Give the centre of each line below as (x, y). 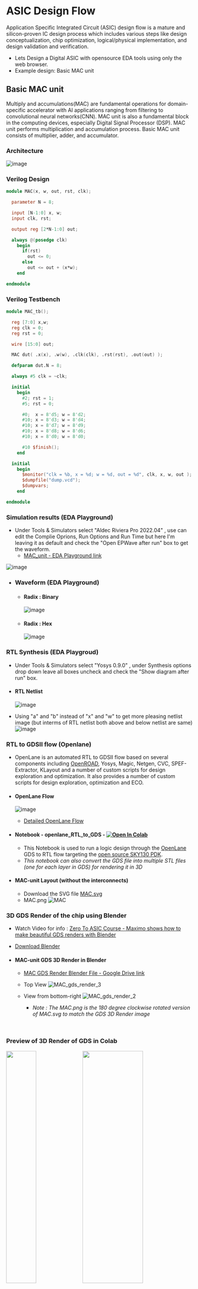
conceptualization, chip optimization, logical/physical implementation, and (97, 40)
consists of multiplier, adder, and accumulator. (63, 135)
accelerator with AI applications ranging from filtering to (95, 110)
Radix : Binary (41, 597)
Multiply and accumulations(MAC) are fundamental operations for (86, 104)
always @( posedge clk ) (39, 240)
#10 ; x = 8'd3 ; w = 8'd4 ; (54, 420)
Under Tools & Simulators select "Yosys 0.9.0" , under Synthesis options (103, 665)
